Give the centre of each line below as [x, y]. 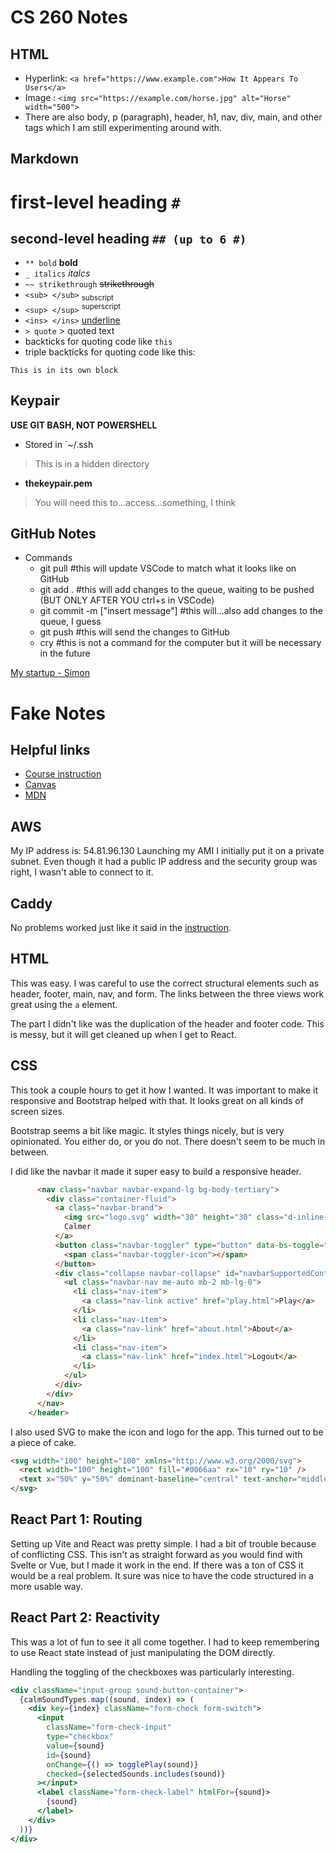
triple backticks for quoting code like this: [110, 352]
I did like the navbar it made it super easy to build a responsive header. [156, 1171]
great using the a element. [64, 1004]
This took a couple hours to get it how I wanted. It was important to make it [164, 1090]
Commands [48, 558]
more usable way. [46, 1586]
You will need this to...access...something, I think [135, 502]
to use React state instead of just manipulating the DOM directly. [143, 1652]
